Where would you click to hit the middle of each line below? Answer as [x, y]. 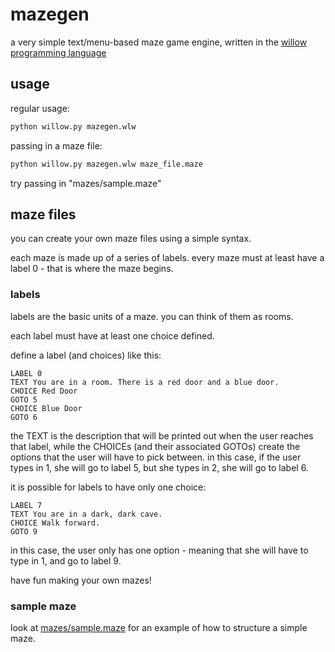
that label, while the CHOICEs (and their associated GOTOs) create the [155, 446]
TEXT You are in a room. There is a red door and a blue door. [145, 382]
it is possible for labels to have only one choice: [108, 487]
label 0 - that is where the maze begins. [92, 269]
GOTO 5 [24, 399]
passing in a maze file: [56, 145]
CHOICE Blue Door [46, 408]
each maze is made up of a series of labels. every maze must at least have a [167, 258]
